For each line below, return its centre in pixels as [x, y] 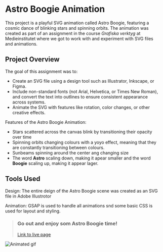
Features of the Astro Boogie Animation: [46, 122]
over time [22, 137]
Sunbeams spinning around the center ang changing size [70, 152]
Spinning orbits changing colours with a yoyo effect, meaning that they [84, 142]
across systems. [29, 102]
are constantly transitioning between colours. [58, 148]
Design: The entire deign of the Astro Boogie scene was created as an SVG [81, 191]
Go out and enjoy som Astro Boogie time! [67, 224]
